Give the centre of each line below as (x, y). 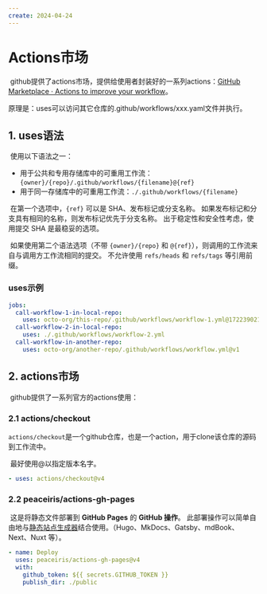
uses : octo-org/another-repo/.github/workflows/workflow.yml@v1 (131, 349)
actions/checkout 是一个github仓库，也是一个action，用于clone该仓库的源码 (132, 436)
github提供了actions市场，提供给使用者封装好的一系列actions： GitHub (125, 81)
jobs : (17, 305)
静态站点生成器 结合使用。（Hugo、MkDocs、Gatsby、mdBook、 (134, 528)
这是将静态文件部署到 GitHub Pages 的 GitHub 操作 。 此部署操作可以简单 (130, 517)
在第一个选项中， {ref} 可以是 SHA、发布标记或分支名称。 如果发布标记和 (130, 209)
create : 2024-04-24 (41, 16)
